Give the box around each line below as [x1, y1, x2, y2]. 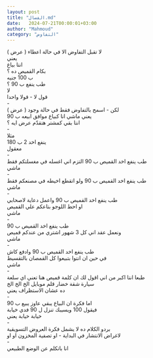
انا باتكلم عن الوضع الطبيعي [7, 345, 69, 352]
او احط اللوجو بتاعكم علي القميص [7, 203, 83, 210]
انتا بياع [7, 61, 23, 69]
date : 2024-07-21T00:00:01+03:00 [7, 20, 97, 26]
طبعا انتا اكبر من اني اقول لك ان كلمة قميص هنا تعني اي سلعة [7, 274, 145, 281]
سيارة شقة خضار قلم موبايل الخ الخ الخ [7, 280, 95, 288]
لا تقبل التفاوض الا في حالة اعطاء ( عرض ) [7, 48, 102, 55]
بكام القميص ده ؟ [7, 67, 46, 75]
